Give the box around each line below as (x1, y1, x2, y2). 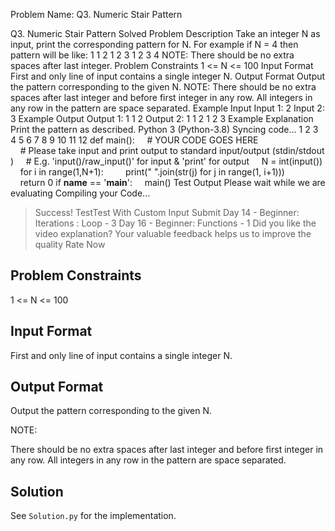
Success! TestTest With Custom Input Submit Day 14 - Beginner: (34, 207, 300, 218)
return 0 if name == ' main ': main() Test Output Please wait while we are (19, 177, 326, 188)
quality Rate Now (34, 239, 106, 250)
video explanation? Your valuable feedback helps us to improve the (34, 228, 312, 239)
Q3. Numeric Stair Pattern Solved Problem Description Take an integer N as (10, 28, 321, 39)
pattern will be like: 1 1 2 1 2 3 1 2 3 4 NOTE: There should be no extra (10, 49, 295, 61)
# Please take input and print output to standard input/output (19, 145, 270, 156)
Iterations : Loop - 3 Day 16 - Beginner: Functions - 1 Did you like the (34, 217, 317, 229)
